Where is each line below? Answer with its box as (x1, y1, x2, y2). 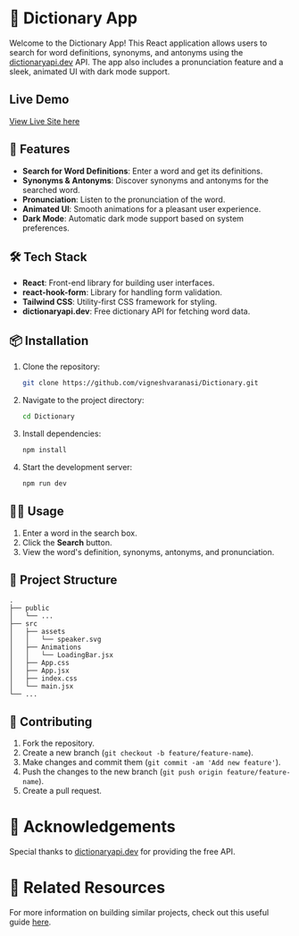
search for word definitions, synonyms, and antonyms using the (9, 46, 244, 57)
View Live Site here (9, 115, 80, 126)
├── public (9, 603, 50, 613)
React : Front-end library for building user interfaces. (21, 277, 215, 289)
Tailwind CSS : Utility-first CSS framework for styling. (21, 297, 218, 308)
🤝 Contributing (9, 714, 93, 729)
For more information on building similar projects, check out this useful (9, 907, 270, 917)
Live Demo (9, 92, 70, 107)
